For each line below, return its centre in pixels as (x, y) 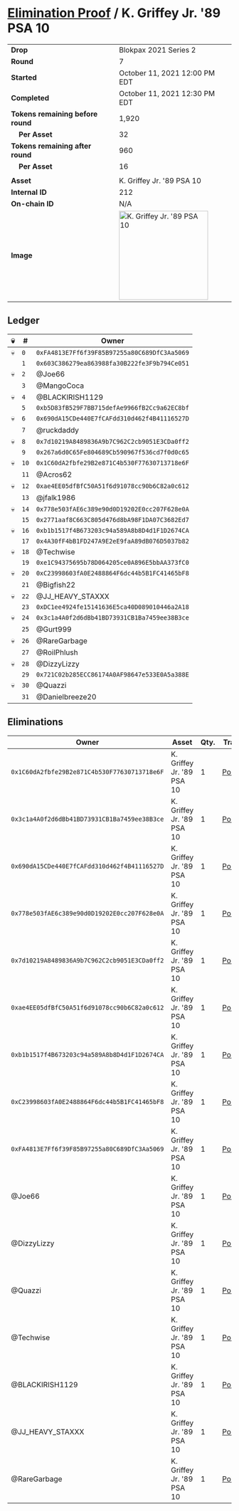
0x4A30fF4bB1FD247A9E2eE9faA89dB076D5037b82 (113, 541)
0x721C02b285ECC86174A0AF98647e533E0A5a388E (113, 674)
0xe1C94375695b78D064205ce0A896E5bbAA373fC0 (113, 562)
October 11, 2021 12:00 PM (167, 73)
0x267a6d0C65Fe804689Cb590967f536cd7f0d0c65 (113, 452)
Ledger (23, 320)
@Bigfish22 (56, 585)
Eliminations (36, 722)
